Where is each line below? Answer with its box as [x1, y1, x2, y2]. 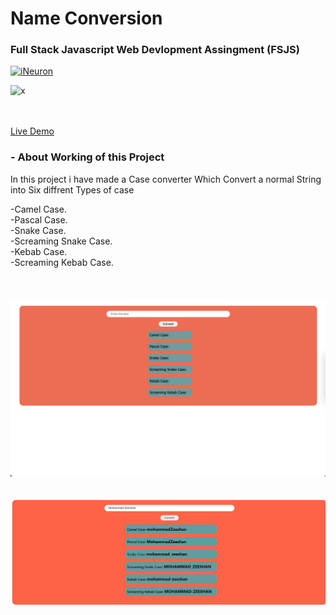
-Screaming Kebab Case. [10, 256, 114, 268]
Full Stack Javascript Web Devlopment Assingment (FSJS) [10, 43, 300, 57]
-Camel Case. [10, 203, 67, 215]
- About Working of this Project [10, 150, 165, 164]
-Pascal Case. [10, 213, 68, 226]
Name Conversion [10, 7, 163, 30]
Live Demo [10, 125, 55, 137]
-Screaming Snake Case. [10, 235, 113, 247]
